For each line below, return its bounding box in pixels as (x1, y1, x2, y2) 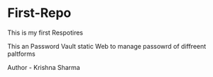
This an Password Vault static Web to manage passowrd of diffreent (7, 42, 207, 50)
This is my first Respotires (7, 28, 84, 37)
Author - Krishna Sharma (7, 63, 80, 71)
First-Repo (7, 5, 72, 21)
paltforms (7, 49, 35, 58)
